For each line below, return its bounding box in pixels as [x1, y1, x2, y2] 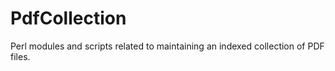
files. [10, 50, 31, 62]
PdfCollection [10, 7, 127, 30]
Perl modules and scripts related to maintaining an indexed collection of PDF [10, 40, 325, 52]
